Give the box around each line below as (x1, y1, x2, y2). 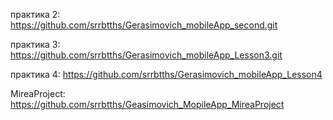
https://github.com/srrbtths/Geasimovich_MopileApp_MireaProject (10, 99, 285, 110)
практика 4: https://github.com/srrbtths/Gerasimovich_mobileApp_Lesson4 (10, 69, 323, 80)
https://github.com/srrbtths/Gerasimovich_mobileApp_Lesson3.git (10, 49, 283, 61)
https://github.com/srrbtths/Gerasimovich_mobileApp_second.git (10, 19, 278, 31)
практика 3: (10, 39, 61, 50)
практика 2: (10, 9, 61, 20)
